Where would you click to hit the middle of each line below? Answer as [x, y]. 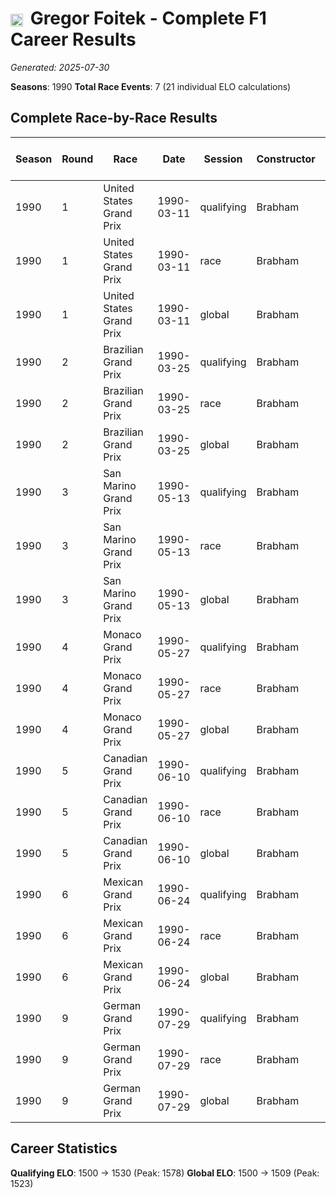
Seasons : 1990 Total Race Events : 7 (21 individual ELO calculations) [151, 86]
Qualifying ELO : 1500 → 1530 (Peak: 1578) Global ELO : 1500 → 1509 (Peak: [165, 1173]
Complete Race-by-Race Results [114, 118]
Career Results [73, 39]
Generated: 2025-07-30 [60, 67]
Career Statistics [64, 1148]
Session [223, 159]
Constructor [286, 159]
